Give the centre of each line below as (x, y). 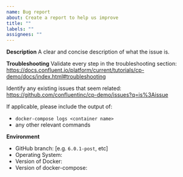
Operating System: (39, 155)
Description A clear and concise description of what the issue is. (88, 52)
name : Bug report (28, 12)
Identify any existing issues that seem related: (64, 88)
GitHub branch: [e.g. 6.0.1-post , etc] (62, 148)
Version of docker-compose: (51, 168)
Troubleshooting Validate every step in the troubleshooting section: (91, 64)
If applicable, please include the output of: (59, 106)
